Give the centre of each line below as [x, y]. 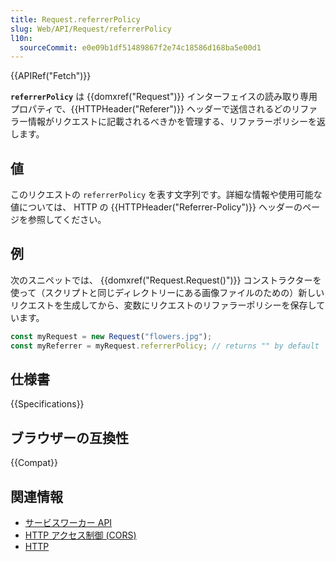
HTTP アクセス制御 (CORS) [80, 535]
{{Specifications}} [47, 404]
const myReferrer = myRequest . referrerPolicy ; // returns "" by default [165, 346]
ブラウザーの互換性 [69, 437]
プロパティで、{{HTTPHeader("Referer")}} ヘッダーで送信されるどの [151, 109]
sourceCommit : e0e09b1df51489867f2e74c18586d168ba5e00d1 [140, 47]
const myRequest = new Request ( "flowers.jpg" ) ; [111, 336]
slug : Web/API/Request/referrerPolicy [91, 29]
